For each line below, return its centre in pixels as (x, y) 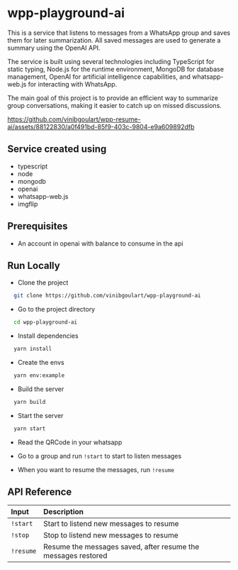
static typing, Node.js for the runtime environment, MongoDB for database (116, 69)
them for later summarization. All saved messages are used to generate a (114, 40)
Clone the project (43, 283)
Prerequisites (38, 226)
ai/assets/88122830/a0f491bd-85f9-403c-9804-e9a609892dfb (101, 126)
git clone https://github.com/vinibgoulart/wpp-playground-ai (107, 296)
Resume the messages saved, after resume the (121, 547)
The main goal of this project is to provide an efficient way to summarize (113, 98)
